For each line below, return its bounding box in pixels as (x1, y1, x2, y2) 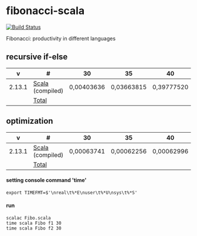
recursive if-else (6, 52, 68, 62)
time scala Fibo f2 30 (6, 225, 62, 231)
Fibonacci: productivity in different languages (6, 35, 116, 42)
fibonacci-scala (6, 4, 85, 18)
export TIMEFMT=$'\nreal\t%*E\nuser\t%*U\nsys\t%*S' (6, 190, 138, 195)
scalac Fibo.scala (6, 215, 51, 221)
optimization (6, 116, 53, 126)
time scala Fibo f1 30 (6, 220, 62, 226)
